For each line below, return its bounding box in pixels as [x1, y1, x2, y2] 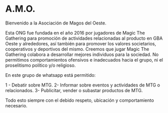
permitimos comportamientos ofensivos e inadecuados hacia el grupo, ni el [5, 56, 163, 63]
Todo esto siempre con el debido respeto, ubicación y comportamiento [5, 97, 154, 103]
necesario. [5, 102, 28, 108]
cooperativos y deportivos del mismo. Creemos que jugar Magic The [5, 46, 149, 52]
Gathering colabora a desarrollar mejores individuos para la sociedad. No [5, 51, 159, 58]
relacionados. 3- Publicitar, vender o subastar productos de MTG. [5, 87, 143, 93]
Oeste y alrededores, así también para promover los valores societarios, [5, 40, 156, 46]
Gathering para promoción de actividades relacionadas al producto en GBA [5, 35, 163, 41]
